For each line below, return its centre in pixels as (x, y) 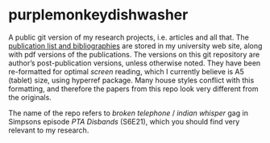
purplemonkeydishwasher (98, 15)
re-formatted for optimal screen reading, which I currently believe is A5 (126, 71)
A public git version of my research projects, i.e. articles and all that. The (129, 37)
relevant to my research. (49, 130)
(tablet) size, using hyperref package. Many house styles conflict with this (131, 80)
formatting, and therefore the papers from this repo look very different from (133, 88)
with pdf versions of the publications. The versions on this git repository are (134, 54)
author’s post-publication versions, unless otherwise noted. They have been (135, 63)
